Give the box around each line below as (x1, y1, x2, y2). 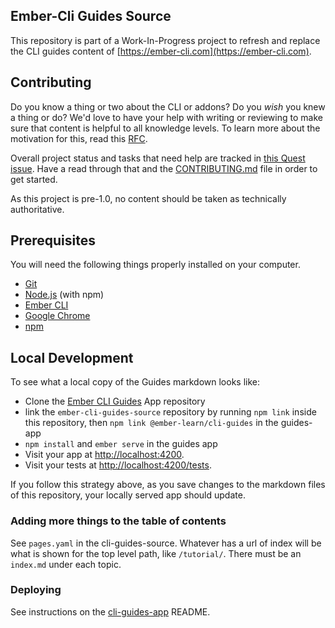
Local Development (10, 349, 134, 366)
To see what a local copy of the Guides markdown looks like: (10, 376, 260, 388)
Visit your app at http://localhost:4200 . (24, 449, 185, 461)
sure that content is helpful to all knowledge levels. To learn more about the (10, 122, 321, 134)
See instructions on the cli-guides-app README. (10, 605, 211, 618)
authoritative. (10, 203, 65, 215)
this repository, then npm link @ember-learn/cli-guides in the (24, 417, 279, 429)
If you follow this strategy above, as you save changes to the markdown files (10, 479, 326, 491)
